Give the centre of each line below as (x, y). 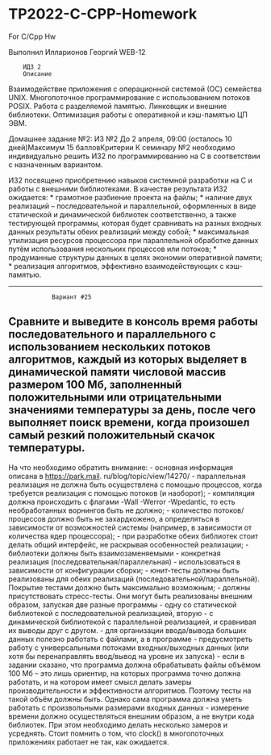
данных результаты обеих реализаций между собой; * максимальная (129, 232)
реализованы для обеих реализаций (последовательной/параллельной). (134, 579)
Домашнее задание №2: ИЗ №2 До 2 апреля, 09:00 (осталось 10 (120, 139)
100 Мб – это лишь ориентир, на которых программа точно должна (125, 673)
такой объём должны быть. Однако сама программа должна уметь (125, 698)
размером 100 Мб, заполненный (95, 385)
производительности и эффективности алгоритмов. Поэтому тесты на (130, 690)
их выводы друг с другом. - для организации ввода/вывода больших (128, 630)
